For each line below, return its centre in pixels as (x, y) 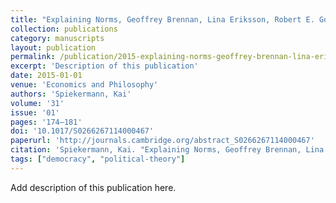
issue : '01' (35, 112)
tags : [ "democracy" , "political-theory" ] (98, 159)
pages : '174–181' (46, 122)
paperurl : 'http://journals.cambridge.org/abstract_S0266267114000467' (162, 141)
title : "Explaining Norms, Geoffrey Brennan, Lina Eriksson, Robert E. (162, 19)
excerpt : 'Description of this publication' (104, 66)
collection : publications (64, 29)
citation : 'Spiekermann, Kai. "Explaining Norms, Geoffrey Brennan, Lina (167, 150)
